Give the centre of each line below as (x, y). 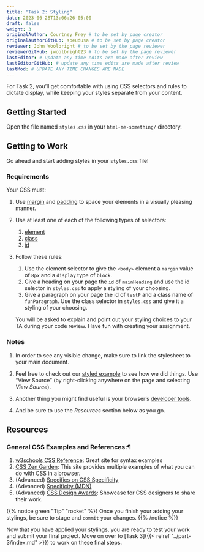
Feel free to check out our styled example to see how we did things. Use (106, 373)
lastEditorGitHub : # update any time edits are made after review (93, 63)
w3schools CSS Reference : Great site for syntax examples (89, 460)
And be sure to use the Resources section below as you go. (90, 410)
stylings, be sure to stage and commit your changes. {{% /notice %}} (93, 518)
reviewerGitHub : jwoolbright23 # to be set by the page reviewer (91, 52)
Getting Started (36, 112)
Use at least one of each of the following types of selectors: (91, 220)
